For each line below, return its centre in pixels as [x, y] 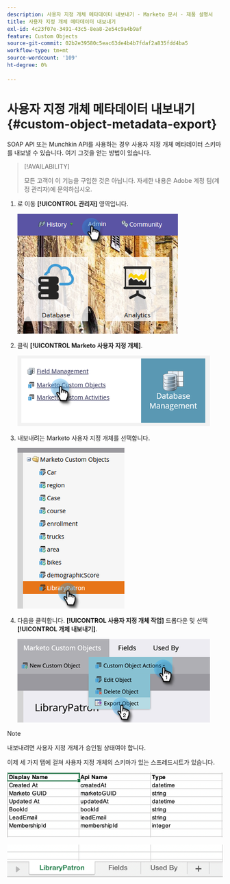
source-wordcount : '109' [42, 58]
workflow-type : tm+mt [38, 51]
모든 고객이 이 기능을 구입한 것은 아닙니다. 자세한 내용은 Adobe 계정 [114, 180]
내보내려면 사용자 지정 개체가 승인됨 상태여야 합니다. [76, 748]
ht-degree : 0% [27, 65]
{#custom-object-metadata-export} [112, 124]
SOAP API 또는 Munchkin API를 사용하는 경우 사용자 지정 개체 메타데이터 [105, 144]
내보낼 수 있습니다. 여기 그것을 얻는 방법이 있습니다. [82, 152]
